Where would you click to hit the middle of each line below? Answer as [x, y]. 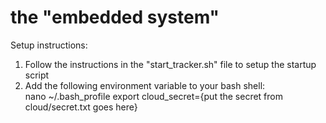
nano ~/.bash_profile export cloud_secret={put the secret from [153, 96]
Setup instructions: [49, 45]
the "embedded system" [115, 17]
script [37, 75]
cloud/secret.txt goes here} [81, 107]
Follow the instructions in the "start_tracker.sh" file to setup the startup [170, 64]
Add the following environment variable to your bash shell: [145, 85]
